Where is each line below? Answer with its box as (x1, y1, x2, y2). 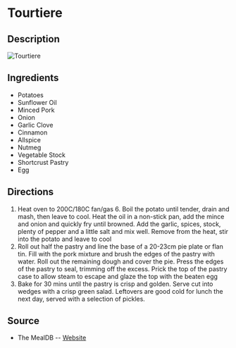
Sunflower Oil (17, 98, 58, 106)
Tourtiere (7, 5, 63, 21)
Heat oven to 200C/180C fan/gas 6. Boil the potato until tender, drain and (17, 204, 230, 213)
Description (7, 33, 60, 45)
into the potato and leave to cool (17, 235, 112, 243)
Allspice (17, 135, 41, 144)
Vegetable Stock (17, 150, 66, 159)
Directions (7, 186, 54, 198)
